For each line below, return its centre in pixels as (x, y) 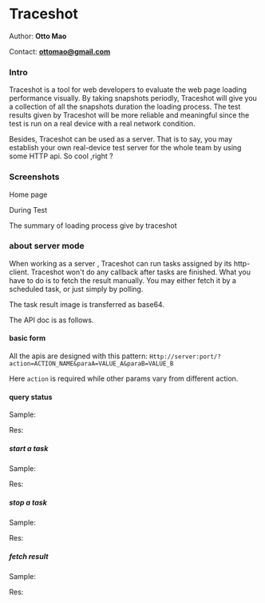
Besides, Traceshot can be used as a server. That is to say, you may (121, 139)
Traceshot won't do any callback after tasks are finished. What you (140, 272)
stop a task (28, 502)
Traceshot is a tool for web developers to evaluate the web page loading (128, 90)
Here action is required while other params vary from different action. (124, 379)
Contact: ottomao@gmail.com (60, 51)
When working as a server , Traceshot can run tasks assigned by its (121, 263)
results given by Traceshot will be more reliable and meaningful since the (129, 115)
